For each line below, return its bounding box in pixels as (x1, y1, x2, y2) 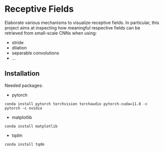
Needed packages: (4, 82, 43, 88)
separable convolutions (11, 50, 59, 56)
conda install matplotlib (4, 124, 57, 128)
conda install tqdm (4, 142, 45, 147)
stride (11, 39, 24, 45)
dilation (11, 45, 27, 50)
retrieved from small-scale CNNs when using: (4, 30, 97, 36)
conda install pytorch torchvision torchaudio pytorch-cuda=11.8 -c (4, 101, 148, 106)
